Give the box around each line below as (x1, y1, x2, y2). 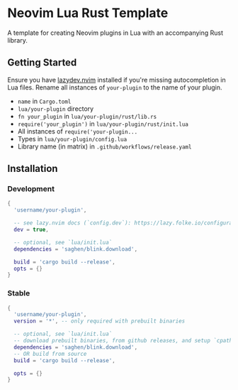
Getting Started (7, 57, 77, 69)
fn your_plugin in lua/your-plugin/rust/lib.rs (17, 112, 157, 120)
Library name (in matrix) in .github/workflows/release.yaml (17, 142, 192, 151)
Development (7, 184, 55, 194)
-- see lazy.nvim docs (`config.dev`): (13, 220, 132, 227)
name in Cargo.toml (17, 97, 72, 105)
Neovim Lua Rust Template (7, 5, 169, 21)
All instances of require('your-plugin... (17, 126, 138, 136)
